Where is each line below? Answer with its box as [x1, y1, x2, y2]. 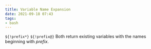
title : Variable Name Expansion [5, 7, 71, 12]
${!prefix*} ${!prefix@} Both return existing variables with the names [5, 34, 146, 39]
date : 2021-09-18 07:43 [5, 12, 54, 16]
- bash [5, 20, 19, 25]
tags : [5, 16, 16, 21]
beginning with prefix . [5, 39, 49, 45]
